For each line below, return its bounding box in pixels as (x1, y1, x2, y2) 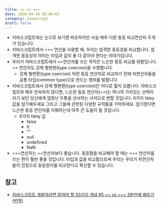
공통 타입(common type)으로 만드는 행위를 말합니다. (19, 77, 118, 83)
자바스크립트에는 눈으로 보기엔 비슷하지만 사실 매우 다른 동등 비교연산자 (12, 34, 147, 40)
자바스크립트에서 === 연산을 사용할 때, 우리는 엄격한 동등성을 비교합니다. (12, 47, 150, 52)
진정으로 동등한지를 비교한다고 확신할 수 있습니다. (21, 162, 115, 168)
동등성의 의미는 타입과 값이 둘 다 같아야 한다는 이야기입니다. (21, 53, 133, 59)
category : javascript (5, 16, 49, 21)
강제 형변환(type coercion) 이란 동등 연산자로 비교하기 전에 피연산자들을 (19, 71, 156, 77)
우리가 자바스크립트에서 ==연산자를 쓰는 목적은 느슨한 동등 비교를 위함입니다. (12, 59, 157, 64)
